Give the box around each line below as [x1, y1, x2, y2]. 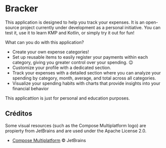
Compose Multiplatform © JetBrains [12, 137, 86, 143]
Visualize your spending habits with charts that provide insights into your [12, 80, 161, 86]
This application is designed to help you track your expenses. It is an [5, 19, 145, 25]
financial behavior [12, 85, 49, 91]
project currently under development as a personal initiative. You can [20, 24, 161, 30]
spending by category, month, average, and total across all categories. [12, 75, 157, 81]
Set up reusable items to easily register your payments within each [12, 54, 148, 60]
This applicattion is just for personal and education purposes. [5, 95, 130, 101]
